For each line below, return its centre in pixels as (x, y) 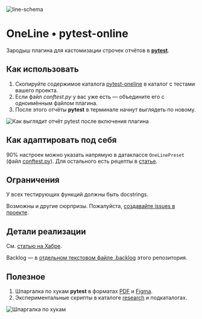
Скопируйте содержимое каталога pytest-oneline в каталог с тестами (105, 84)
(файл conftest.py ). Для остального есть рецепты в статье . (82, 161)
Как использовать (43, 69)
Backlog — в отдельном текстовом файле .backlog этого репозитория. (97, 258)
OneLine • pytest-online (67, 34)
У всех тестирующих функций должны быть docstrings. (77, 194)
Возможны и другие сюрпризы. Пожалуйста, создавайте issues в (91, 206)
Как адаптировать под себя (62, 140)
